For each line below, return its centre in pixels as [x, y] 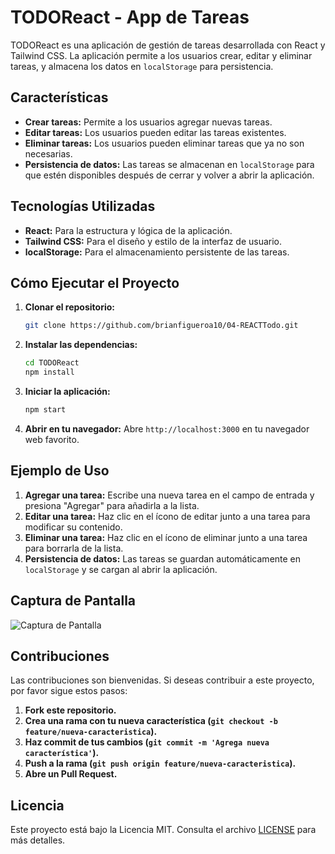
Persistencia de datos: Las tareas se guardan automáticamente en [163, 558]
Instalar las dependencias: [81, 345]
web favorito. [52, 439]
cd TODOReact [52, 363]
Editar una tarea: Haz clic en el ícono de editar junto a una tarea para [167, 516]
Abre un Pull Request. [71, 774]
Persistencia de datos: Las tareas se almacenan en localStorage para [169, 164]
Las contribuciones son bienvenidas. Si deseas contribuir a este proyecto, [162, 680]
